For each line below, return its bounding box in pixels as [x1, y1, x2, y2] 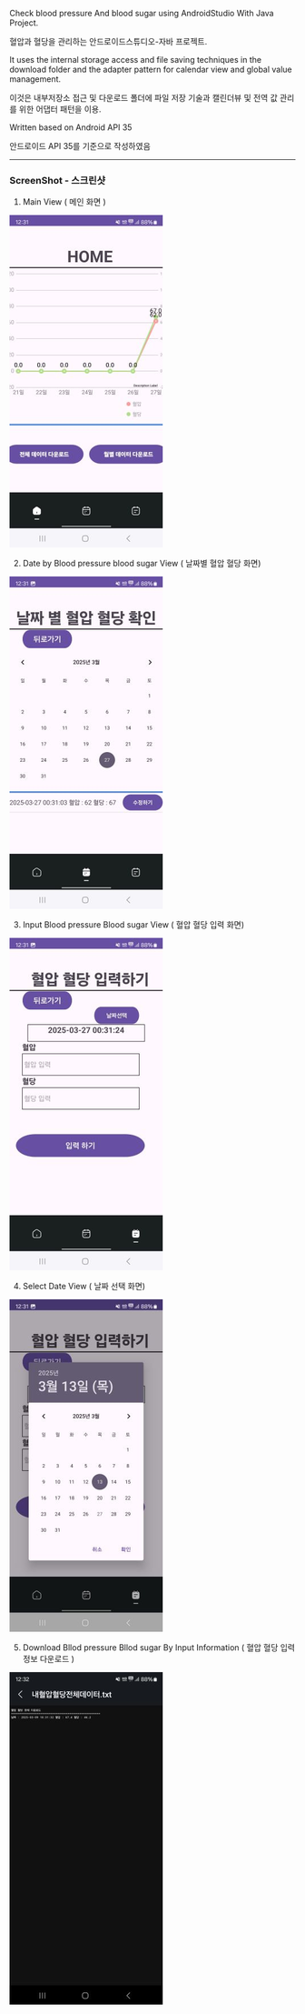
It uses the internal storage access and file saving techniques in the [9, 55, 261, 65]
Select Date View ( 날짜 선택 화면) [22, 1281, 146, 1292]
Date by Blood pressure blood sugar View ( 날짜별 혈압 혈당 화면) [22, 558, 261, 569]
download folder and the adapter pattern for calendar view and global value [9, 64, 292, 75]
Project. [9, 17, 39, 28]
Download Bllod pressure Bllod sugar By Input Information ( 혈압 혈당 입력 [22, 1642, 295, 1653]
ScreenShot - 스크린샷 [9, 174, 106, 186]
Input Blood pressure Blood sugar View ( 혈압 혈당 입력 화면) [22, 919, 245, 930]
